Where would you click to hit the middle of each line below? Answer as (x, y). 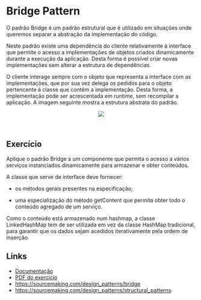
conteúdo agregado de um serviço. (59, 207)
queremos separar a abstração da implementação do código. (82, 34)
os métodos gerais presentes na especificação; (74, 189)
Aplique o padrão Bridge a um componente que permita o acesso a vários (98, 158)
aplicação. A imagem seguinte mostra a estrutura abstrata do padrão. (92, 102)
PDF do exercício (36, 277)
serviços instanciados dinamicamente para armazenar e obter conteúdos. (98, 165)
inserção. (18, 237)
